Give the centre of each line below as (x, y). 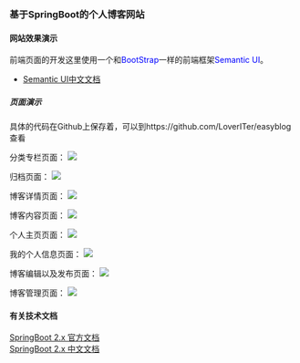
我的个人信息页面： (46, 254)
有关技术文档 (33, 316)
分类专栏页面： (37, 158)
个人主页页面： (37, 235)
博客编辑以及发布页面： (53, 274)
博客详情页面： (37, 196)
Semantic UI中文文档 (62, 79)
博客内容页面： (37, 215)
